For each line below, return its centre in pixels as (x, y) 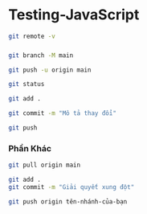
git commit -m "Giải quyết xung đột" (71, 187)
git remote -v (32, 36)
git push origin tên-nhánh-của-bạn (68, 202)
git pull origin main (45, 165)
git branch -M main (41, 55)
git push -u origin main (50, 70)
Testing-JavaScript (74, 15)
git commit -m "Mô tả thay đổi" (62, 113)
